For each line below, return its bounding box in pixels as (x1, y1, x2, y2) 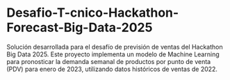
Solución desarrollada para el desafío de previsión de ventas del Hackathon (6, 42, 223, 51)
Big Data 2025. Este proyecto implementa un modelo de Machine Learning (6, 50, 220, 58)
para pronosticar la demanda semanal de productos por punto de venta (6, 57, 211, 65)
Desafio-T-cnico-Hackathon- (6, 5, 179, 21)
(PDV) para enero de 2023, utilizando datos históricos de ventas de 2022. (6, 65, 218, 73)
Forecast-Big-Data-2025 (6, 19, 153, 35)
